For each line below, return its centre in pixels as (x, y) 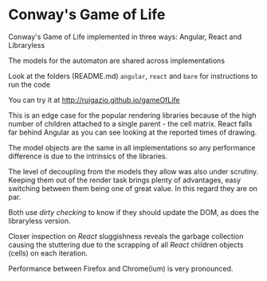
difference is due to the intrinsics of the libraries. (88, 156)
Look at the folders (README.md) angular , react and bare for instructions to (133, 76)
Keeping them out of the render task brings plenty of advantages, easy (125, 180)
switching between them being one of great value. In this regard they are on (133, 188)
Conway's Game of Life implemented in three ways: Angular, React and (125, 37)
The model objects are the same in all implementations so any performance (132, 147)
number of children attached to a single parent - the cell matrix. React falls (130, 123)
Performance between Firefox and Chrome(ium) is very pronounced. (121, 268)
